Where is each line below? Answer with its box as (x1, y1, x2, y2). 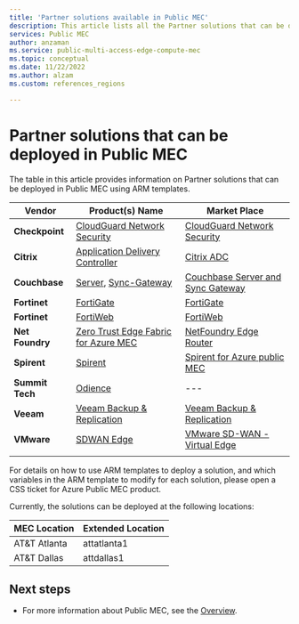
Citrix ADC (185, 250, 230, 263)
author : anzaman (9, 37, 69, 47)
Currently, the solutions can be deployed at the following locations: (9, 500, 255, 512)
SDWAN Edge (75, 433, 133, 445)
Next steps (9, 581, 71, 596)
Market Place (206, 204, 264, 216)
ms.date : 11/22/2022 (9, 63, 86, 72)
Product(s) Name (88, 204, 164, 216)
